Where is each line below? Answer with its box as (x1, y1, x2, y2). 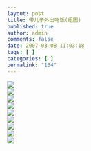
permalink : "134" (7, 62, 57, 69)
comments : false (7, 36, 54, 43)
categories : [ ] (7, 55, 54, 62)
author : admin (7, 29, 48, 37)
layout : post (7, 10, 45, 17)
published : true (7, 23, 54, 30)
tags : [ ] (7, 49, 36, 56)
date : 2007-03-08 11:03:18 (7, 42, 85, 49)
